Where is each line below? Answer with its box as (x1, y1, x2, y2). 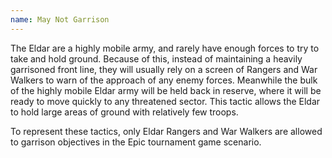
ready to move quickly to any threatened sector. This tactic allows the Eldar (10, 95, 321, 107)
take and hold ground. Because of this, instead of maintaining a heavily (10, 52, 303, 65)
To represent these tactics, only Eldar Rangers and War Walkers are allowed (10, 125, 323, 137)
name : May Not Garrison (10, 14, 110, 25)
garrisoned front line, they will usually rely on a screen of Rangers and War (10, 63, 318, 75)
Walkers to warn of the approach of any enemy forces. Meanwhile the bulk (10, 74, 318, 86)
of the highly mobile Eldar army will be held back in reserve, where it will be (10, 84, 322, 96)
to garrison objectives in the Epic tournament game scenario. (10, 136, 262, 148)
